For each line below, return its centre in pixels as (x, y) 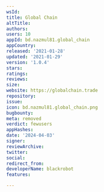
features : (19, 175)
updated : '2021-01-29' (35, 57)
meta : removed (24, 118)
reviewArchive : (25, 146)
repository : (21, 96)
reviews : (17, 79)
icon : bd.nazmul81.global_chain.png (52, 107)
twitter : (17, 152)
